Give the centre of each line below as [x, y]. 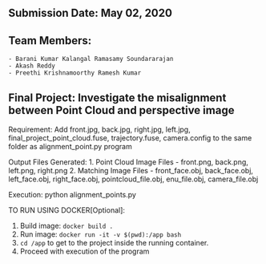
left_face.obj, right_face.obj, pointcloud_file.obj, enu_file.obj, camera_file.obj [133, 179]
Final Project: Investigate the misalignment [117, 97]
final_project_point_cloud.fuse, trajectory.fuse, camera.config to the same [130, 138]
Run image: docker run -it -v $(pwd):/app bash [101, 234]
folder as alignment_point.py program [70, 147]
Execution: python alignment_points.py [72, 195]
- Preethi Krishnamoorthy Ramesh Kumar [75, 73]
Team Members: [50, 41]
